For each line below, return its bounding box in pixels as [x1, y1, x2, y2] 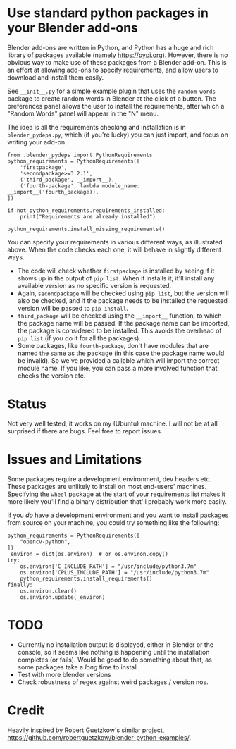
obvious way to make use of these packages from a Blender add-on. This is [7, 58, 227, 66]
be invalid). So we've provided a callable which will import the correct [17, 356, 220, 364]
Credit [7, 702, 44, 718]
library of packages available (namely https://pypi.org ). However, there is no [7, 51, 228, 59]
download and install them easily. [7, 73, 104, 82]
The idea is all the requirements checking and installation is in [7, 123, 186, 131]
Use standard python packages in [7, 5, 209, 21]
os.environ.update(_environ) [20, 593, 106, 600]
